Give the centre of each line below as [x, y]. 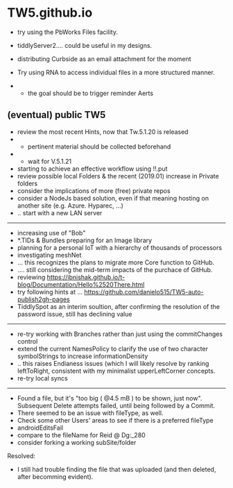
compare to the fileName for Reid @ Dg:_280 [81, 435]
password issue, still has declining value [75, 314]
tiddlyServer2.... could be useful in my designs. [85, 45]
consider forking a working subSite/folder [77, 442]
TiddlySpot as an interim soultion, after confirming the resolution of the [119, 306]
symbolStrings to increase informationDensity [83, 356]
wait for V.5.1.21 [50, 161]
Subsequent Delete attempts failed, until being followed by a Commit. [116, 405]
